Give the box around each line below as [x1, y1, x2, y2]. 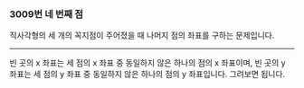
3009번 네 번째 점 [9, 7, 84, 20]
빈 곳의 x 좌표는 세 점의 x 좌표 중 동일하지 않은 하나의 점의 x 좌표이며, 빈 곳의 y [9, 57, 287, 68]
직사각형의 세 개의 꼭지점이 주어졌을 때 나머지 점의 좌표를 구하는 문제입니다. [9, 30, 275, 41]
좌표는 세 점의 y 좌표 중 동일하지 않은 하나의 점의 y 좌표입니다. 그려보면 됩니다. [9, 69, 286, 80]
